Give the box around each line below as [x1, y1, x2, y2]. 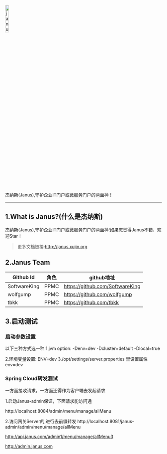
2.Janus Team [5, 258, 51, 267]
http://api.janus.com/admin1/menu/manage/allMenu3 [5, 434, 113, 440]
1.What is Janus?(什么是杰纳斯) [5, 212, 103, 221]
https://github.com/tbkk [64, 299, 119, 306]
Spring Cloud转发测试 [5, 375, 58, 382]
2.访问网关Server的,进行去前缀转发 [5, 418, 77, 424]
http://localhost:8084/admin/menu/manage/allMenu [5, 408, 112, 414]
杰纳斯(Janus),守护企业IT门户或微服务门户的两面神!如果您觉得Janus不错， [5, 227, 158, 233]
